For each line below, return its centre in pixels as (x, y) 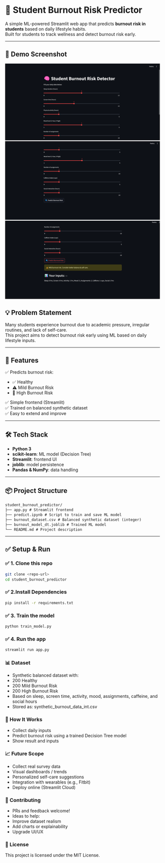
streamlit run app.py (27, 650)
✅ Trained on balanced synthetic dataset (46, 408)
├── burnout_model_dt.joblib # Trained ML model (56, 524)
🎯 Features (22, 360)
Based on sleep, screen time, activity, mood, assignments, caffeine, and (85, 696)
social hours (25, 701)
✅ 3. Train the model (30, 616)
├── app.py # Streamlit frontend (39, 510)
